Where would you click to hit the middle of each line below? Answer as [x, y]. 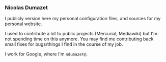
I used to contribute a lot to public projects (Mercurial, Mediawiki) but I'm [81, 34]
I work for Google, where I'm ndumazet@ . [46, 54]
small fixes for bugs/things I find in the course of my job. [64, 44]
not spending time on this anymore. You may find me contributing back [79, 39]
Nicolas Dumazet [26, 8]
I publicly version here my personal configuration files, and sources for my [83, 19]
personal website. [23, 24]
